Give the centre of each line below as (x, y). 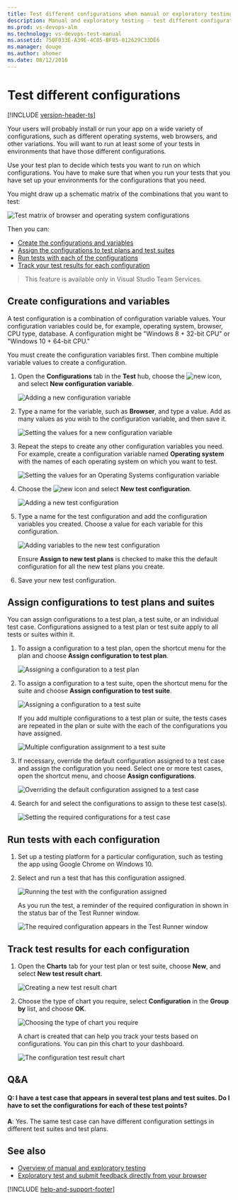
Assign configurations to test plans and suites (111, 602)
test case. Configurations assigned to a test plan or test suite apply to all (113, 627)
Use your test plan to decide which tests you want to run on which (104, 165)
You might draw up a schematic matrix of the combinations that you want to (118, 194)
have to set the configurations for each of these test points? (97, 1105)
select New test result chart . (60, 974)
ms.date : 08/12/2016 (38, 60)
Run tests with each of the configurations (78, 258)
